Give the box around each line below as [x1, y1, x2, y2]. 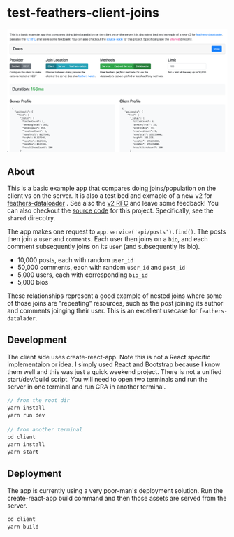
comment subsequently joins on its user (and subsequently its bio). [7, 243, 200, 251]
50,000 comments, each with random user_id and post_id [17, 264, 186, 272]
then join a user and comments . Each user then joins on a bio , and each [7, 235, 208, 243]
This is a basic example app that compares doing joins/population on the [7, 184, 217, 193]
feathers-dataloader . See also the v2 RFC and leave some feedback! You [7, 199, 219, 208]
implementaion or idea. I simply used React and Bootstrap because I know [7, 360, 221, 368]
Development [7, 334, 68, 346]
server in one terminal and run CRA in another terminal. [7, 382, 166, 391]
